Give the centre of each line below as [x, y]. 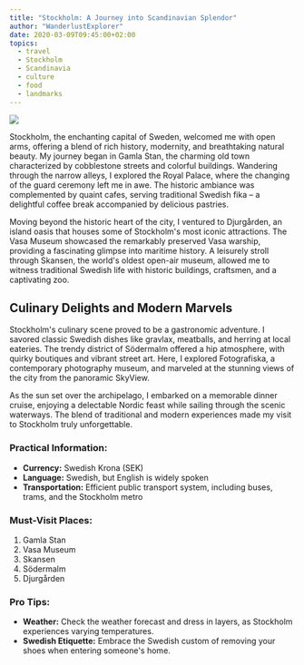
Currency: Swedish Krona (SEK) [83, 467]
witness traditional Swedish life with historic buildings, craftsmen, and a [143, 269]
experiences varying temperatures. [88, 631]
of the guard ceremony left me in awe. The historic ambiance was [132, 185]
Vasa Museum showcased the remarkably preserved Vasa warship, [135, 240]
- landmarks [40, 93]
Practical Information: [59, 448]
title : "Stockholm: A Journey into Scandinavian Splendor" [123, 18]
